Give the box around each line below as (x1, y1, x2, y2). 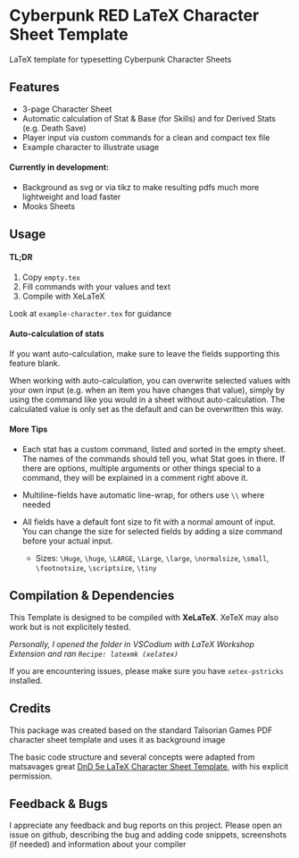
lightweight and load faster (21, 191, 121, 202)
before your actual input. (21, 535, 113, 546)
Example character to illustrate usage (21, 141, 160, 152)
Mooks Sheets (21, 200, 76, 211)
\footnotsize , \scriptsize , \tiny (35, 562, 158, 573)
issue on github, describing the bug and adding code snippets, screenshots (9, 829, 287, 840)
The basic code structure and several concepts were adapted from (9, 752, 255, 762)
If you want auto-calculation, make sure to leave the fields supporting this (9, 348, 280, 358)
